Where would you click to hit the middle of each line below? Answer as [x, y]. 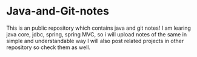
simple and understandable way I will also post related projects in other [95, 41]
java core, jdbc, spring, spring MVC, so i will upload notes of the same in [96, 34]
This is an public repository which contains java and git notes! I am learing [98, 28]
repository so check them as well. [48, 47]
